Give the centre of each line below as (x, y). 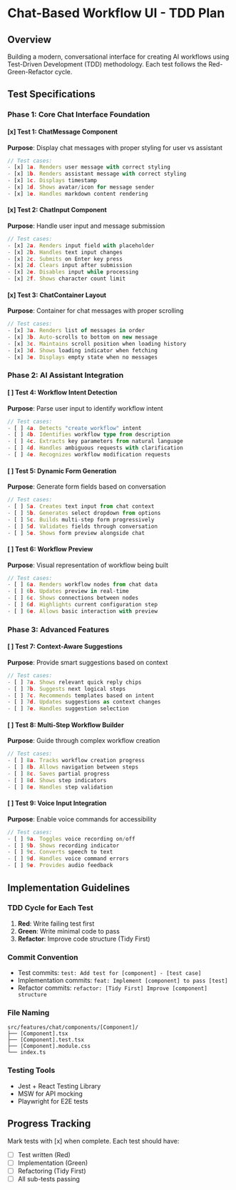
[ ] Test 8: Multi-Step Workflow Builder (66, 725)
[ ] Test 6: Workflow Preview (50, 549)
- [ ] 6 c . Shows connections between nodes (73, 598)
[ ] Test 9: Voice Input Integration (57, 803)
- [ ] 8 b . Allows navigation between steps (73, 767)
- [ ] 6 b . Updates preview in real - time (68, 591)
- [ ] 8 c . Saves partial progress (59, 774)
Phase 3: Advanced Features (58, 629)
